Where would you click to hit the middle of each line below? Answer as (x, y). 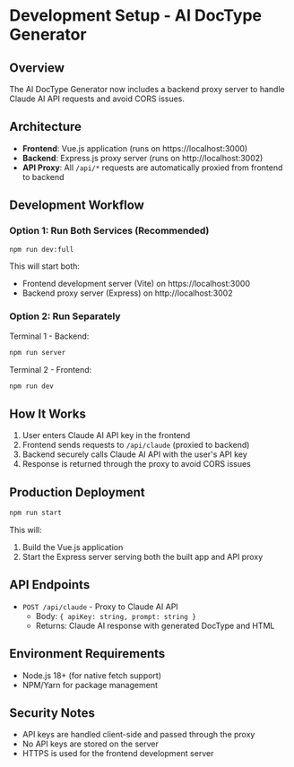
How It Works (48, 414)
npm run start (36, 513)
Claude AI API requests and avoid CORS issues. (97, 99)
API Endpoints (50, 585)
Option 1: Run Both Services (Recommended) (109, 231)
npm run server (38, 352)
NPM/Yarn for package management (90, 685)
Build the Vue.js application (73, 547)
